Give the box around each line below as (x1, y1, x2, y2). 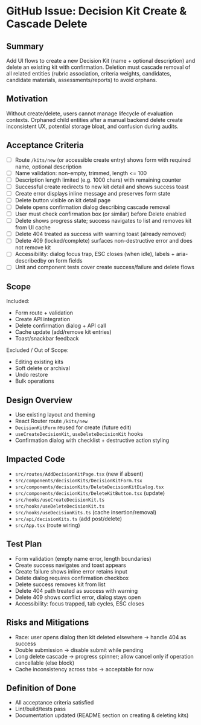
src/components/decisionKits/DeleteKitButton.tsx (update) (14, 489, 165, 496)
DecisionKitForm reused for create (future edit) (14, 424, 132, 431)
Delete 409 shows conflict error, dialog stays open (14, 593, 141, 601)
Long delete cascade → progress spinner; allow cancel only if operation (14, 653, 194, 660)
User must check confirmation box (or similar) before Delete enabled (14, 210, 187, 218)
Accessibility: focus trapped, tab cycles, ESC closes (14, 599, 145, 607)
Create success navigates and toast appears (14, 561, 127, 569)
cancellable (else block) (14, 659, 75, 666)
